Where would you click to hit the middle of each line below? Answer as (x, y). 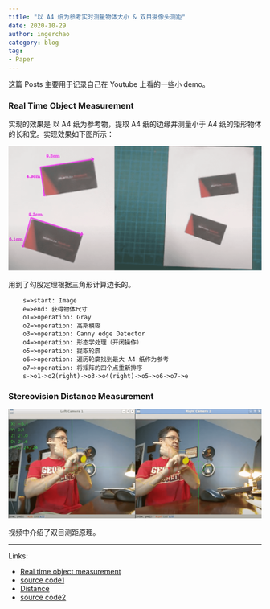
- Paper (21, 60)
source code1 (42, 580)
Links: (18, 556)
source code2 (43, 597)
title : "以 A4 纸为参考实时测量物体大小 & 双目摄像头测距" (97, 17)
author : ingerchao (39, 34)
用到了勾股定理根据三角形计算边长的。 (72, 285)
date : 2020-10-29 (37, 25)
